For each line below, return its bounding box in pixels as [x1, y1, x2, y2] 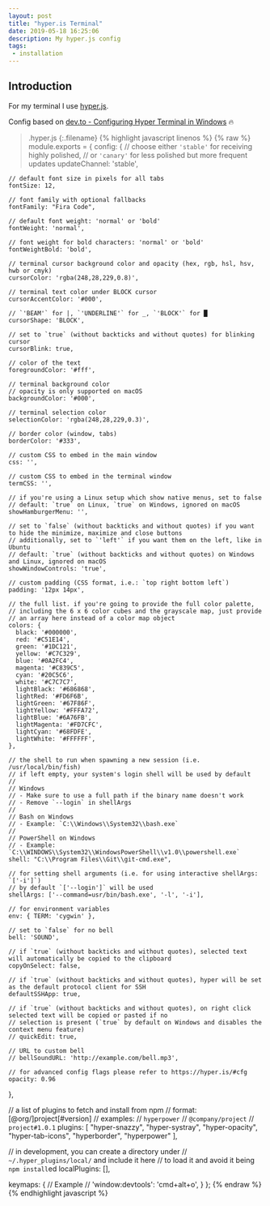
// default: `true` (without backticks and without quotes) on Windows [8, 550, 255, 558]
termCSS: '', [8, 479, 53, 487]
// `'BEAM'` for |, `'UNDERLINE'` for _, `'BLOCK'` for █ [8, 309, 208, 317]
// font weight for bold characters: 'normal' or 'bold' [8, 238, 205, 246]
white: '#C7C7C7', [15, 678, 78, 686]
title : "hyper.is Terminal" [8, 19, 103, 28]
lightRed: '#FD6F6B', [15, 692, 89, 700]
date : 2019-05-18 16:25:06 [8, 27, 99, 35]
